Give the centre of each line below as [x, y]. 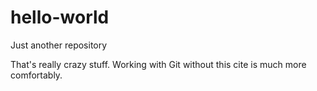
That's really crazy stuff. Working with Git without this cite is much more [158, 64]
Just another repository [59, 45]
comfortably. [36, 75]
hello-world [60, 17]
